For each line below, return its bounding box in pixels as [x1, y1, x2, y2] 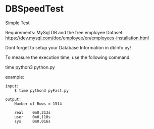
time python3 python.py [5, 64, 55, 70]
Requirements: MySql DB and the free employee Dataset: [5, 29, 124, 35]
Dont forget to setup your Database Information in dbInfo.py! [5, 44, 131, 50]
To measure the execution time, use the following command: [5, 54, 131, 60]
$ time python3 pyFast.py [14, 88, 69, 93]
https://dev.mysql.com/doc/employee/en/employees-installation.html [5, 35, 149, 41]
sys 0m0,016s [14, 119, 51, 124]
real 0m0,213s [14, 110, 51, 115]
